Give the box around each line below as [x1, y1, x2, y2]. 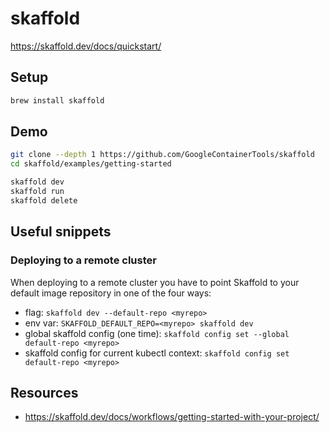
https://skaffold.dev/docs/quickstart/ [10, 40, 162, 52]
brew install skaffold [10, 95, 105, 106]
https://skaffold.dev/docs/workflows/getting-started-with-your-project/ [24, 411, 320, 423]
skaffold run [10, 187, 65, 197]
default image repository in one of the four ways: [10, 287, 212, 299]
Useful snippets [10, 223, 112, 241]
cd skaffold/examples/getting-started [10, 159, 172, 169]
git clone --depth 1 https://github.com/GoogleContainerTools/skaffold [10, 150, 315, 160]
